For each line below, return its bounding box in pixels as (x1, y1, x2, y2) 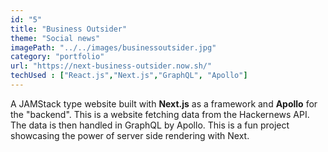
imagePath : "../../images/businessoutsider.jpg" (10, 42, 217, 53)
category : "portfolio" (10, 52, 105, 62)
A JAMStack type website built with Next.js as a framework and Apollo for (10, 97, 318, 110)
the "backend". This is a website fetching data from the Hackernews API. (10, 108, 310, 120)
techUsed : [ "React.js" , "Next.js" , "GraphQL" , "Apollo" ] (10, 71, 248, 81)
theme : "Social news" (10, 33, 101, 43)
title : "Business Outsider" (10, 24, 128, 34)
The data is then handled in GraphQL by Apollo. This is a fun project (10, 119, 290, 131)
